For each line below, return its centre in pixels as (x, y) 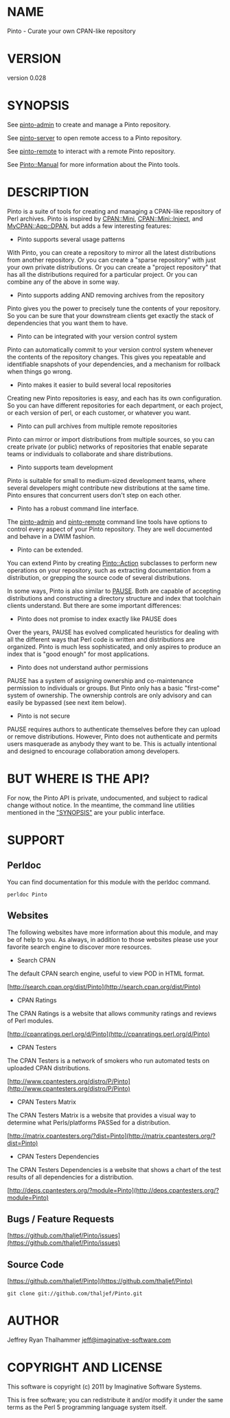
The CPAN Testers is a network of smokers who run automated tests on (108, 1060)
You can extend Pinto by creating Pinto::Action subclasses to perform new (112, 563)
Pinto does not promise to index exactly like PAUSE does (97, 618)
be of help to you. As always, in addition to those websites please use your (113, 939)
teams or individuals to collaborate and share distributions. (90, 453)
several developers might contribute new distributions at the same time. (108, 488)
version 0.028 (27, 78)
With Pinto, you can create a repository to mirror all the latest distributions (112, 252)
